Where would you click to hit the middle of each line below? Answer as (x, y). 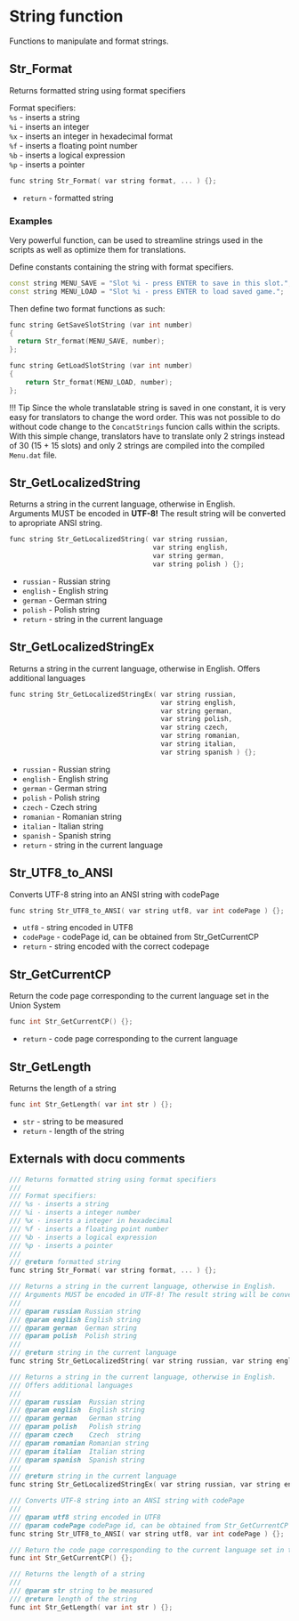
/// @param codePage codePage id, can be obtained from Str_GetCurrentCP (149, 1525)
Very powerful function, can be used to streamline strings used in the (136, 240)
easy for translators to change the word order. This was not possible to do (145, 417)
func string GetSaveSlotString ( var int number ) (101, 325)
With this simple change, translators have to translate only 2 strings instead (147, 436)
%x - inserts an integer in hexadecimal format (91, 136)
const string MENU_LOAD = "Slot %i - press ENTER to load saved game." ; (147, 291)
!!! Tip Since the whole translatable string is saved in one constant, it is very (148, 408)
